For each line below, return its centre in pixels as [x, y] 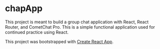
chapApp [24, 8]
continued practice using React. [37, 32]
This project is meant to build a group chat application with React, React [77, 22]
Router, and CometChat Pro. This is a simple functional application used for [80, 27]
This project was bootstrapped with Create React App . [59, 41]
